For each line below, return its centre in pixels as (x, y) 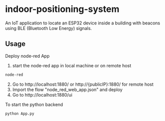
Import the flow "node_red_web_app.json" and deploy (67, 89)
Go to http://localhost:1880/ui (42, 95)
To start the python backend (34, 104)
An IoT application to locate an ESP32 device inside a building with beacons (83, 23)
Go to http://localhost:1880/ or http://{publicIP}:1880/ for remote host (83, 84)
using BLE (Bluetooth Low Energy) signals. (48, 28)
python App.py (20, 114)
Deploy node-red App (27, 56)
